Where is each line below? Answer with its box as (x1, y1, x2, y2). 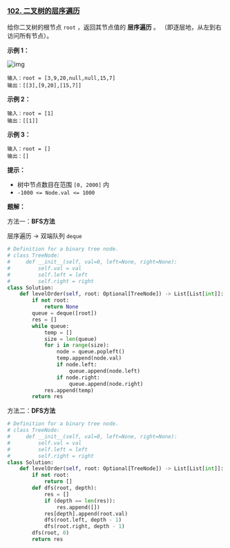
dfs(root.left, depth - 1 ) (44, 516, 122, 524)
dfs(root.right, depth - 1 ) (44, 523, 126, 530)
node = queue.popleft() (56, 349, 126, 355)
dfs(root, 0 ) (32, 529, 70, 536)
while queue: (32, 322, 70, 329)
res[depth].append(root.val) (44, 510, 128, 517)
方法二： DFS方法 (7, 407, 56, 415)
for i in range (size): (44, 342, 110, 349)
